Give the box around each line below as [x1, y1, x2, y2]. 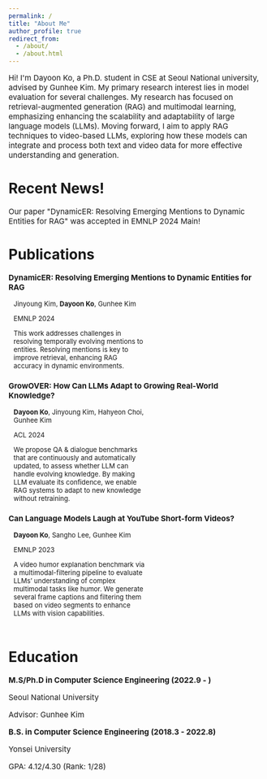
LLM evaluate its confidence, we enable [13, 477, 137, 486]
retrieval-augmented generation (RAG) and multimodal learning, [8, 102, 237, 112]
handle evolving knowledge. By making [13, 469, 136, 478]
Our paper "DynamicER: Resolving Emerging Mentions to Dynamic [8, 206, 245, 216]
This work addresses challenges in [13, 329, 122, 337]
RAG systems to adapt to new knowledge [13, 485, 142, 494]
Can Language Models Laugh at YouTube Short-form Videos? [8, 513, 235, 524]
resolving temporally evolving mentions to [13, 337, 144, 346]
